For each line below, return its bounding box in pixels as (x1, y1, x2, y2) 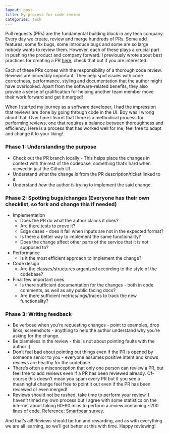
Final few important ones (12, 276, 65, 282)
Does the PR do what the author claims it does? (20, 217, 119, 223)
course (12, 376, 28, 382)
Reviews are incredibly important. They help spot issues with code (5, 73, 143, 79)
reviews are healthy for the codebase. (12, 360, 92, 366)
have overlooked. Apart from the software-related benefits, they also (5, 83, 148, 89)
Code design (12, 260, 39, 266)
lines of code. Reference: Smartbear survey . (12, 408, 104, 414)
